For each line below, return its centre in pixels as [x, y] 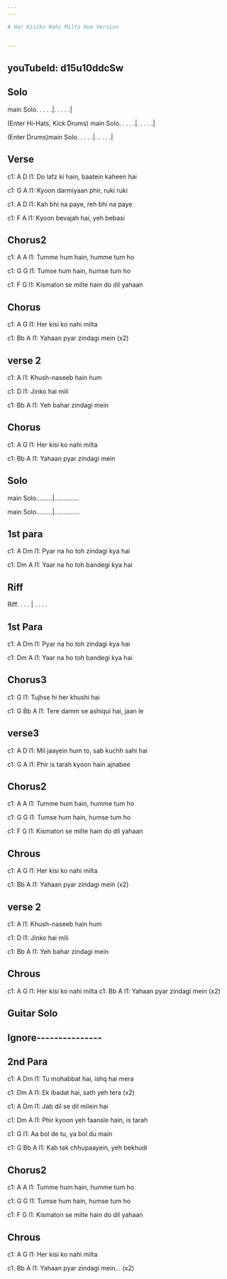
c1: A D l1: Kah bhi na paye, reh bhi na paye [70, 204]
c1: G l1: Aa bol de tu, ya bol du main [60, 1134]
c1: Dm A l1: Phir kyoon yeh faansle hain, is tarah [78, 1120]
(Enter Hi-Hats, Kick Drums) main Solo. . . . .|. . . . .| [81, 123]
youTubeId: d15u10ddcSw [66, 68]
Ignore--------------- [55, 1037]
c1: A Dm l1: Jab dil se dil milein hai [58, 1106]
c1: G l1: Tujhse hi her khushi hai [54, 697]
